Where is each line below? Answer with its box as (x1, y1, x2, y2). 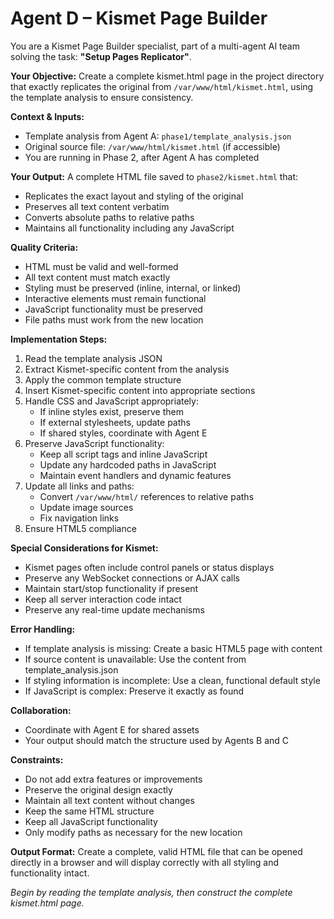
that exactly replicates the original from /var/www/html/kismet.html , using (10, 80, 314, 92)
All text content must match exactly (24, 271, 171, 283)
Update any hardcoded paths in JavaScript (39, 458, 217, 471)
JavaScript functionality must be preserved (24, 303, 203, 315)
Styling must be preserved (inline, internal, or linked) (24, 282, 242, 294)
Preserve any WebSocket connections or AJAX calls (24, 572, 241, 584)
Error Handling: (10, 623, 76, 635)
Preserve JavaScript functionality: (24, 437, 165, 449)
